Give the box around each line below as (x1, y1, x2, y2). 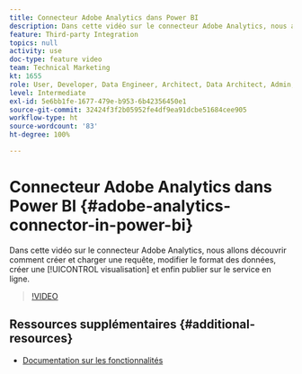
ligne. (9, 273, 30, 284)
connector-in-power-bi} (9, 215, 193, 236)
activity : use (9, 47, 63, 56)
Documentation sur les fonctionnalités (22, 354, 164, 365)
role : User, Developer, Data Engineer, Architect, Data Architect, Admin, (9, 80, 296, 89)
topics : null (9, 38, 58, 48)
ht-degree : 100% (9, 130, 70, 139)
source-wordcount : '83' (9, 122, 99, 131)
